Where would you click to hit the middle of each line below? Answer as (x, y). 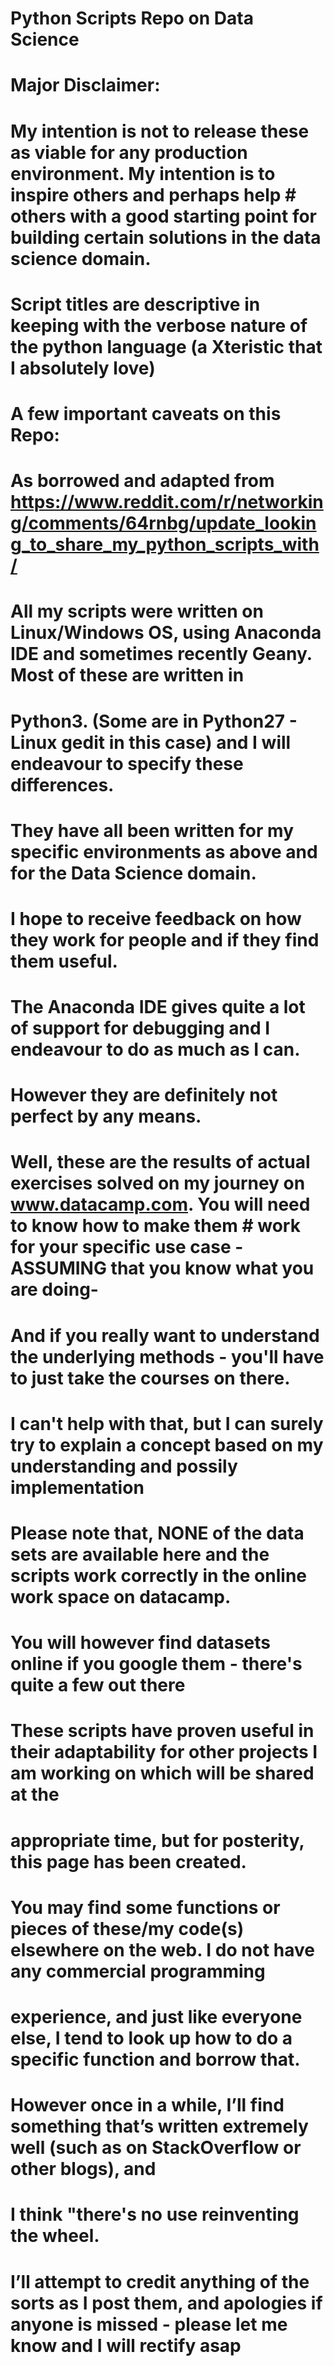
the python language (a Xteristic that (166, 346)
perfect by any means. (106, 1116)
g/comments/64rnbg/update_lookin (163, 523)
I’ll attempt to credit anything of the (160, 2281)
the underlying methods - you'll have (167, 1356)
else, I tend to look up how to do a (151, 2038)
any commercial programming (138, 1971)
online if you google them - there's (156, 1664)
